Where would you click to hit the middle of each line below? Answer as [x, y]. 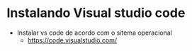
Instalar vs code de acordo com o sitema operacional [95, 33]
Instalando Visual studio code [96, 13]
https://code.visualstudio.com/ [72, 40]
